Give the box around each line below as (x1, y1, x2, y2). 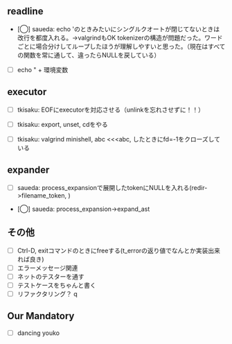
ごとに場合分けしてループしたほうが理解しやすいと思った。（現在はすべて (17, 42, 226, 51)
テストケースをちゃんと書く (17, 281, 97, 289)
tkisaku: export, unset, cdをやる (17, 120, 109, 128)
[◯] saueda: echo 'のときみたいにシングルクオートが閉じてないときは (17, 24, 220, 33)
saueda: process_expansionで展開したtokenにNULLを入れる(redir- (17, 183, 208, 191)
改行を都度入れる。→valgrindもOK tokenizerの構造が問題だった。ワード (17, 33, 223, 42)
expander (7, 164, 50, 176)
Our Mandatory (7, 310, 75, 322)
